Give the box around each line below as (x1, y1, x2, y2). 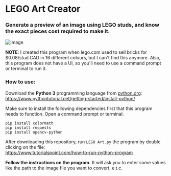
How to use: (5, 78, 36, 85)
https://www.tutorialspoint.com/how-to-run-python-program (5, 149, 133, 156)
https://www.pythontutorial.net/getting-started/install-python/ (5, 95, 135, 101)
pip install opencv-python (5, 129, 63, 135)
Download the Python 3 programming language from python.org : (5, 90, 142, 96)
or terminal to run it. (5, 65, 47, 72)
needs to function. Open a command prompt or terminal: (5, 111, 124, 117)
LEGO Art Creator (5, 3, 81, 15)
